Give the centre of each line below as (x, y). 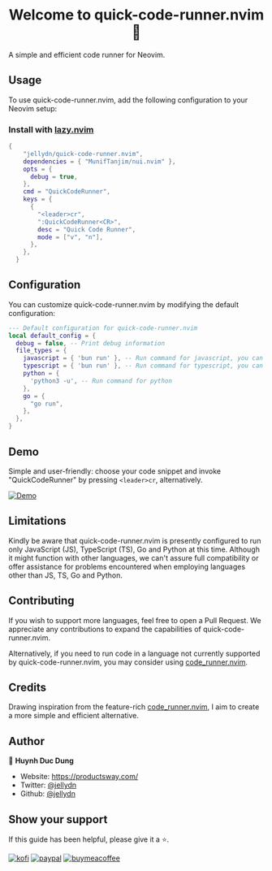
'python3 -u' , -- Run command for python (101, 381)
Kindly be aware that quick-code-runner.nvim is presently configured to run (135, 540)
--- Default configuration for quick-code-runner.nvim (103, 328)
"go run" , (46, 404)
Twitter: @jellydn (48, 785)
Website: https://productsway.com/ (79, 777)
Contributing (41, 601)
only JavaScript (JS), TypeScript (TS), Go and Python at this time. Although (134, 549)
